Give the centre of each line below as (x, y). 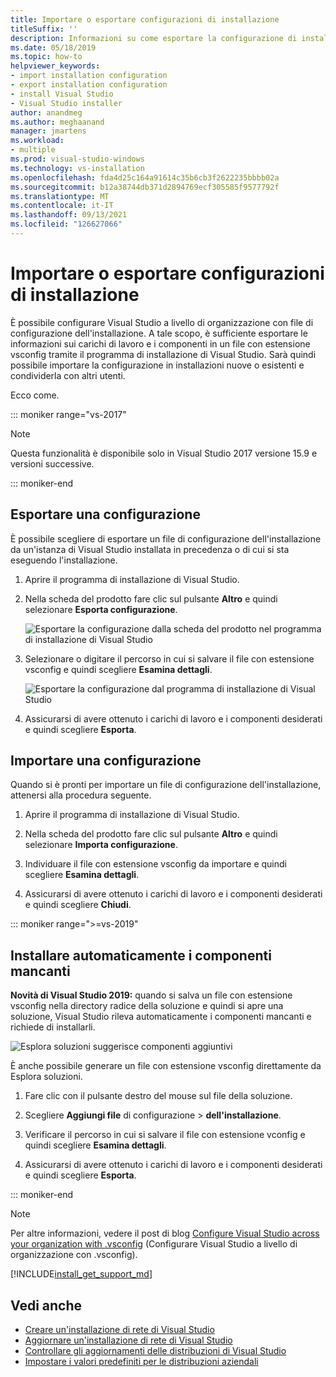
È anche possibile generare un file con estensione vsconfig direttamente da (166, 1066)
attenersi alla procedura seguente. (81, 795)
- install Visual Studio (62, 94)
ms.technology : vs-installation (77, 168)
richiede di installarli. (53, 1027)
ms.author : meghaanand (57, 122)
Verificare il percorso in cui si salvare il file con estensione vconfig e (165, 1135)
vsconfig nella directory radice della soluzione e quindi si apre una (147, 1006)
